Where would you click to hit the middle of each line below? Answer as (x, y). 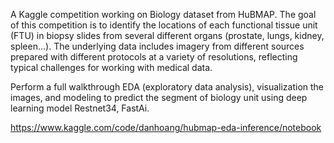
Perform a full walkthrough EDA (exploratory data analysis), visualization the (167, 87)
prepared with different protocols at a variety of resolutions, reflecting (154, 57)
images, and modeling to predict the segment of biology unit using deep (159, 97)
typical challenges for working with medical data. (111, 67)
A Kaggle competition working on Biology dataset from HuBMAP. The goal (163, 14)
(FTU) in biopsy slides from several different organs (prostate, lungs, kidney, (167, 35)
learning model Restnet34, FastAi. (80, 108)
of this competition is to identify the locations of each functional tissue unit (164, 25)
